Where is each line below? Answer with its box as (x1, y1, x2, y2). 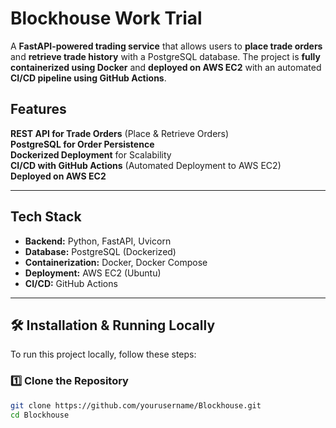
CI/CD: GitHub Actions (24, 277, 118, 289)
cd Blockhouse (10, 410, 70, 420)
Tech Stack (10, 208, 82, 226)
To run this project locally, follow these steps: (10, 348, 197, 361)
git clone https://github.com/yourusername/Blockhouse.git (10, 400, 262, 411)
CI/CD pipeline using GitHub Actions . (10, 72, 167, 84)
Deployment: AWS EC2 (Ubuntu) (24, 267, 162, 279)
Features (10, 101, 67, 118)
